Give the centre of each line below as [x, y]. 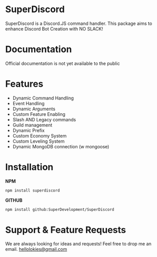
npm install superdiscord [32, 190]
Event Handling [28, 103]
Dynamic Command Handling [43, 98]
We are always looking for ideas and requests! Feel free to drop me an [78, 244]
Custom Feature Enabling [39, 114]
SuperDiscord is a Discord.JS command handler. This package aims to [79, 23]
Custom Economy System [40, 136]
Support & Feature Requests [66, 230]
